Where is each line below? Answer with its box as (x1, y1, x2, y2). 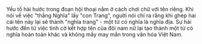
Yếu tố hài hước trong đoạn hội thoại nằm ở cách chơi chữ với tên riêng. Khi (6, 6, 194, 12)
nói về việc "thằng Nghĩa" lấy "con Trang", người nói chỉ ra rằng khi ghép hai (6, 12, 197, 19)
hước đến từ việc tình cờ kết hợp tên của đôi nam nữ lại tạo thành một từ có (6, 24, 194, 32)
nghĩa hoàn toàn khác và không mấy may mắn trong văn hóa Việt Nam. (6, 31, 183, 38)
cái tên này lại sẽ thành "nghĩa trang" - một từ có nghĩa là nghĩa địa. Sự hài (6, 18, 192, 25)
